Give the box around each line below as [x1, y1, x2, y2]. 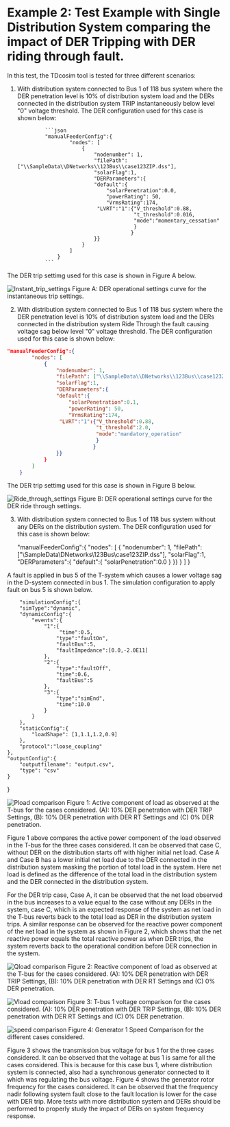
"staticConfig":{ [19, 725, 69, 732]
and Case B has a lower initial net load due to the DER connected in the [7, 856, 207, 864]
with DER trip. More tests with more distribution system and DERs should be [7, 1097, 221, 1106]
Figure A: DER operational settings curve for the [71, 284, 207, 293]
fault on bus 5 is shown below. [7, 586, 93, 594]
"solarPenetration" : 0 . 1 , [68, 398, 139, 406]
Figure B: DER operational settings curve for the [77, 494, 213, 503]
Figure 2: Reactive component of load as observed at [67, 963, 218, 971]
